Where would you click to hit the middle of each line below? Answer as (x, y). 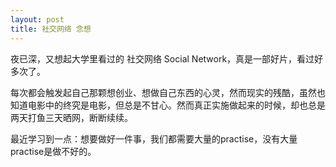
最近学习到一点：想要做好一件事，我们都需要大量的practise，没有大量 (154, 138)
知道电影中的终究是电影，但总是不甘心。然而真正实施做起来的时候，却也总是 (168, 105)
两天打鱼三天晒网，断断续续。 (71, 117)
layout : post (37, 19)
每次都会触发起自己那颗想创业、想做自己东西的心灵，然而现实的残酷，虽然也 (168, 92)
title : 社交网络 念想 (51, 29)
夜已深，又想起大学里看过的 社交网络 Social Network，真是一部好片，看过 (162, 58)
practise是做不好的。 (53, 151)
